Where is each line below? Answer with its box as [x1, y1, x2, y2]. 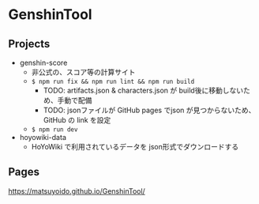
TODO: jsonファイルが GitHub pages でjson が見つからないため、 [43, 105, 256, 115]
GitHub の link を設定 [43, 115, 111, 124]
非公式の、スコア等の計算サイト [31, 67, 136, 77]
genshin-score [19, 58, 68, 67]
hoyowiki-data [19, 133, 67, 142]
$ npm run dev [31, 126, 78, 134]
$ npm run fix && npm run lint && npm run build [31, 77, 195, 85]
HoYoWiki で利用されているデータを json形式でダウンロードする [31, 142, 239, 151]
